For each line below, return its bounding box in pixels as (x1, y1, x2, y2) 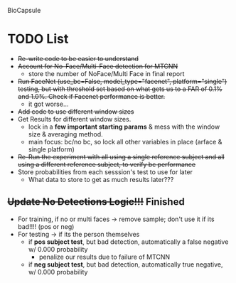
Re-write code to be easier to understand (17, 54, 139, 63)
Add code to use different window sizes (17, 107, 134, 116)
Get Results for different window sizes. (17, 114, 132, 123)
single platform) (28, 145, 75, 154)
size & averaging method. (28, 129, 103, 138)
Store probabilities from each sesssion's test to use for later (17, 167, 193, 176)
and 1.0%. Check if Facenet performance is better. (17, 92, 166, 100)
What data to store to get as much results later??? (28, 175, 174, 183)
